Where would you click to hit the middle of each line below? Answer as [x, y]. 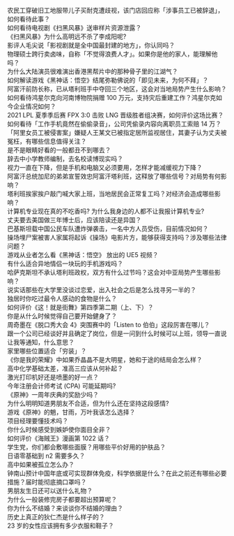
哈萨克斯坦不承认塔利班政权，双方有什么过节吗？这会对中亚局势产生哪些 [111, 272]
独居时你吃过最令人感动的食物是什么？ [62, 298]
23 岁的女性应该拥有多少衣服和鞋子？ [61, 526]
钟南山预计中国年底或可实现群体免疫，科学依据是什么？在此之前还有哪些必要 [117, 473]
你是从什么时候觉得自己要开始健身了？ [62, 316]
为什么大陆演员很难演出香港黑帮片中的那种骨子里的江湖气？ [93, 71]
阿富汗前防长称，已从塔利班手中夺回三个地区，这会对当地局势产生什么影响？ [117, 89]
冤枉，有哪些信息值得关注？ [47, 141]
